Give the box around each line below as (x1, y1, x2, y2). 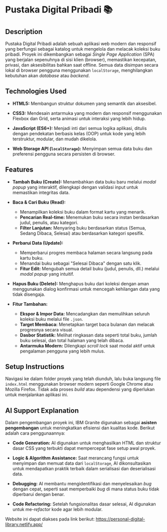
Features (5, 165, 33, 174)
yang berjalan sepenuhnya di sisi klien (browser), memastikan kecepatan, (5, 57, 156, 63)
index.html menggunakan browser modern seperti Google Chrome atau (5, 381, 153, 387)
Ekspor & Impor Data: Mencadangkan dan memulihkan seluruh (19, 310, 150, 316)
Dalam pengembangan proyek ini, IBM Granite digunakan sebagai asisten (5, 420, 157, 426)
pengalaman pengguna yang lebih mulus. (19, 348, 105, 354)
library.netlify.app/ (5, 521, 43, 527)
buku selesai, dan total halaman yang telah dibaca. (19, 337, 124, 343)
